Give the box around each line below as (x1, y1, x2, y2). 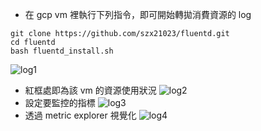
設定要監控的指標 (24, 97, 96, 108)
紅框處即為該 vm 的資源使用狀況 (24, 84, 157, 96)
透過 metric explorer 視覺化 (24, 109, 137, 121)
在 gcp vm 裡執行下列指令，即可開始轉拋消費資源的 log (24, 9, 252, 20)
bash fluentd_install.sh (10, 46, 114, 56)
